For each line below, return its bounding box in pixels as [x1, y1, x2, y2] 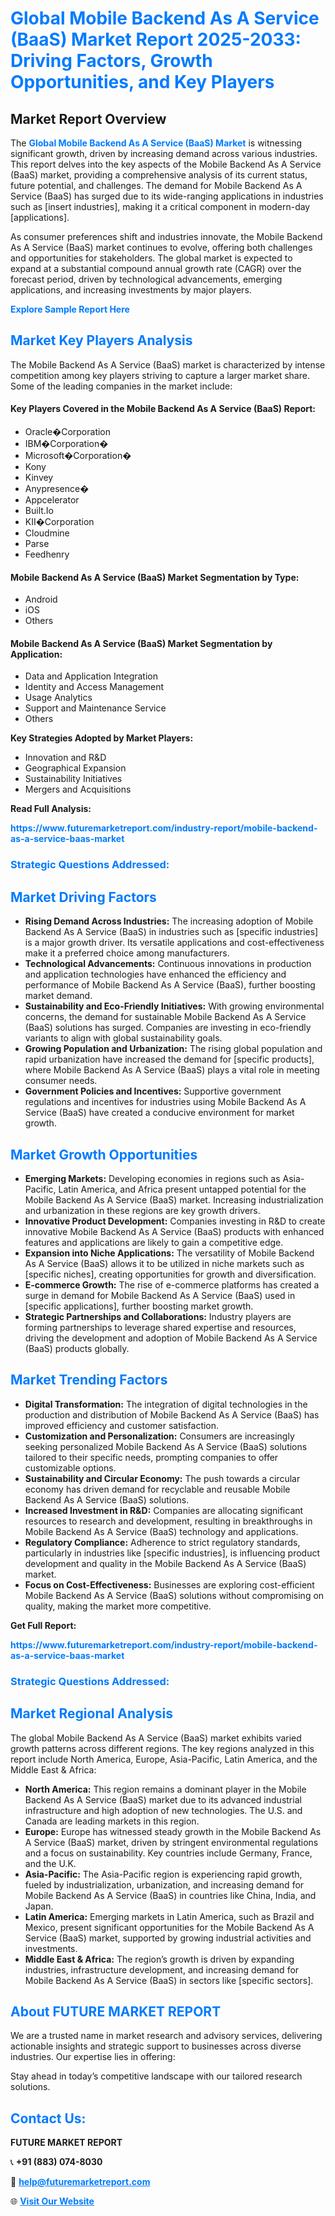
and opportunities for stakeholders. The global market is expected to [10, 252, 293, 264]
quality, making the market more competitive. [24, 1600, 212, 1612]
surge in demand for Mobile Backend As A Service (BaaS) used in [24, 1289, 296, 1301]
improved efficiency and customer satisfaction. [24, 1419, 220, 1431]
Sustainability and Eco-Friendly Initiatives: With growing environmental [24, 1000, 325, 1012]
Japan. [24, 1900, 54, 1912]
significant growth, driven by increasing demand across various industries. [10, 148, 318, 159]
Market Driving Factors [10, 888, 157, 906]
